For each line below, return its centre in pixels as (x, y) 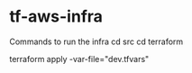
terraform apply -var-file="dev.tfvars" (79, 59)
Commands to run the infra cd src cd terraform (96, 41)
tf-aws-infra (56, 17)
